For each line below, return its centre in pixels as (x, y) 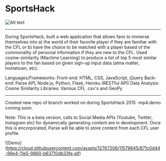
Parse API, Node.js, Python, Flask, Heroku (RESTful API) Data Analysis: (87, 83)
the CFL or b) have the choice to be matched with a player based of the (78, 47)
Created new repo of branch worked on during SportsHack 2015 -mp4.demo (83, 103)
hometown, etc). (22, 68)
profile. (12, 133)
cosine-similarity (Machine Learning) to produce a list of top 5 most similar (81, 57)
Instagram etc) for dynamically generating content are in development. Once (83, 122)
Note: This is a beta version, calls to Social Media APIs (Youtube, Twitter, (79, 117)
